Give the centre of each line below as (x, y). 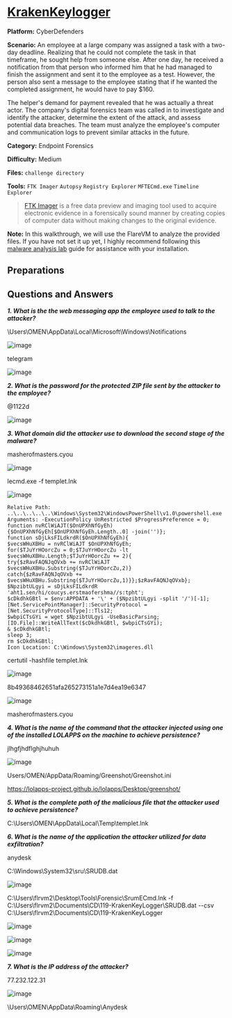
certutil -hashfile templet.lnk (48, 661)
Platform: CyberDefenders (45, 31)
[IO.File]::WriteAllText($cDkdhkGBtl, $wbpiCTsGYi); (85, 623)
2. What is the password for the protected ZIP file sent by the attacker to (114, 386)
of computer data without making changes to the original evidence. (120, 220)
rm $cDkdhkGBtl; (31, 641)
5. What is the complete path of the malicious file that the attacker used (113, 802)
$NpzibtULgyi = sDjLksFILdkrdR (52, 587)
